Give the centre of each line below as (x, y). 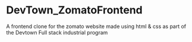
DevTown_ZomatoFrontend (74, 10)
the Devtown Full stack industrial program (57, 32)
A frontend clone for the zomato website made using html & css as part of (96, 26)
